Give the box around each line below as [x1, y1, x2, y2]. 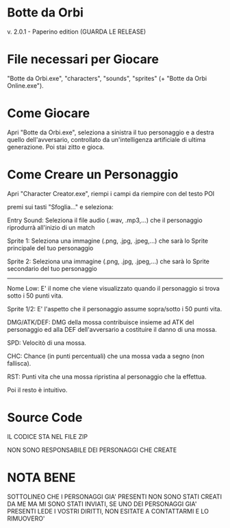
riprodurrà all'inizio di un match [7, 223, 95, 231]
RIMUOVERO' [7, 514, 46, 523]
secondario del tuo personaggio [7, 264, 97, 272]
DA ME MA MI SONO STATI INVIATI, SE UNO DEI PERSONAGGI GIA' [7, 499, 197, 508]
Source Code [7, 409, 83, 425]
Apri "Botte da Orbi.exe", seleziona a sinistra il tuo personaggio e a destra [7, 128, 214, 136]
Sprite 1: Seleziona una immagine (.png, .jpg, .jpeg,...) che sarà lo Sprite [7, 237, 209, 245]
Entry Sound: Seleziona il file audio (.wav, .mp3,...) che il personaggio [7, 216, 203, 224]
